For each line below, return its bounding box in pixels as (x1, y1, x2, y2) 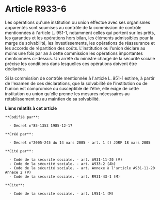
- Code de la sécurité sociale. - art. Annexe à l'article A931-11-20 (9, 166, 155, 170)
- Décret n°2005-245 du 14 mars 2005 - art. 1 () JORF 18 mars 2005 (9, 140, 151, 145)
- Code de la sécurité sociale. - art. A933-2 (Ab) (9, 161, 116, 166)
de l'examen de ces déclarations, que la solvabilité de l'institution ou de (5, 80, 148, 86)
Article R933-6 (5, 3, 67, 15)
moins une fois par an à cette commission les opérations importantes (5, 50, 143, 56)
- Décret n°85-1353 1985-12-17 (9, 123, 73, 128)
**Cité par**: (5, 149, 34, 153)
